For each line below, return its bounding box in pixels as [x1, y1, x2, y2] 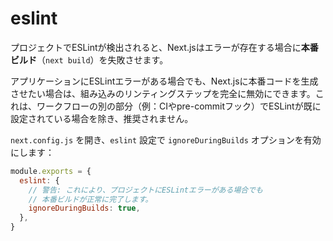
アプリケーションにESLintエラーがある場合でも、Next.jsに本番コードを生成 [10, 75, 319, 87]
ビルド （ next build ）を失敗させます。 [10, 53, 169, 66]
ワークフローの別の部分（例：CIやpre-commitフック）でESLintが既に [36, 100, 322, 112]
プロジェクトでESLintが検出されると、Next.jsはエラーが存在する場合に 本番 [10, 41, 319, 53]
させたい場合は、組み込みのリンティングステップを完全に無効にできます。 [10, 87, 316, 99]
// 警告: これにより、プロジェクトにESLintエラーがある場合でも [28, 185, 263, 195]
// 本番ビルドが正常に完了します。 [28, 194, 153, 204]
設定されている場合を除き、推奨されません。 [10, 112, 194, 124]
